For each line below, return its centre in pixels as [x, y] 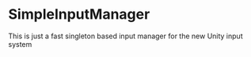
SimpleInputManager [79, 14]
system [20, 44]
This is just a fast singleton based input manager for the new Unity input [125, 36]
